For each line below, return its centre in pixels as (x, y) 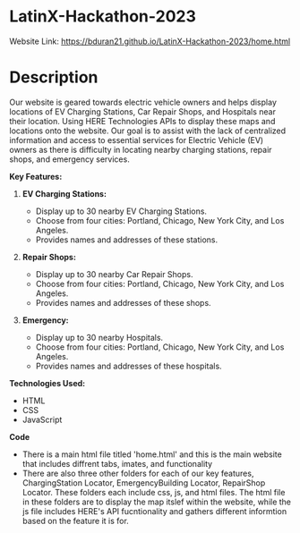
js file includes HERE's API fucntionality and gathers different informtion (154, 511)
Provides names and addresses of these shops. (124, 302)
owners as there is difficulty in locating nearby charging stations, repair (141, 149)
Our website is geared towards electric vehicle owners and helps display (143, 102)
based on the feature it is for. (76, 520)
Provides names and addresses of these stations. (126, 240)
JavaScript (42, 419)
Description (54, 77)
